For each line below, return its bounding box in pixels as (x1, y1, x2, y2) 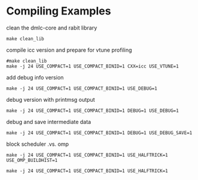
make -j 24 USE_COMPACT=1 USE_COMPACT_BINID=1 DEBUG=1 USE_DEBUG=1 (6, 107, 179, 114)
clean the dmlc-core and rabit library (6, 24, 97, 31)
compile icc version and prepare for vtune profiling (6, 46, 132, 54)
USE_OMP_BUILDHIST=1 (6, 157, 58, 163)
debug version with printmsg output (6, 96, 95, 103)
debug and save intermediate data (6, 118, 91, 125)
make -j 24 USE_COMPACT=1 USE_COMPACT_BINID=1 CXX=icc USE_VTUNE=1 (6, 63, 179, 69)
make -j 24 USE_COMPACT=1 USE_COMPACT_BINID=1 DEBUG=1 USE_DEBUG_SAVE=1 (6, 129, 193, 136)
